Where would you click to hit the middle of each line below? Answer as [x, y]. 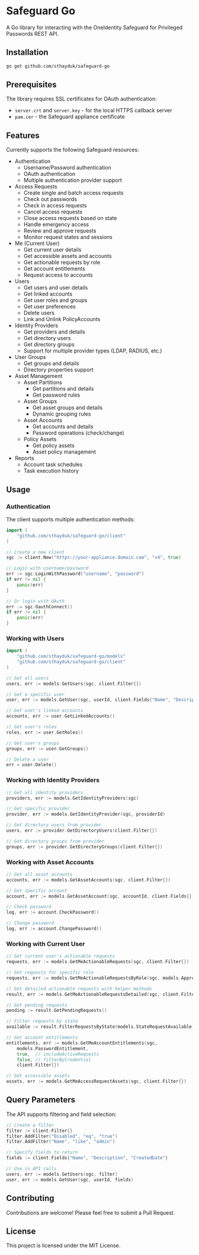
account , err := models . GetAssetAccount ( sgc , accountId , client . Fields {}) [100, 896]
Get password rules [56, 395]
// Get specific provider [38, 809]
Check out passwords [50, 199]
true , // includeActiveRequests [58, 1054]
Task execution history [51, 471]
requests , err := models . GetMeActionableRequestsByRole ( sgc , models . [94, 978]
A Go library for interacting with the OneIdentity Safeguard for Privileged [94, 27]
